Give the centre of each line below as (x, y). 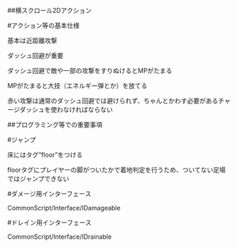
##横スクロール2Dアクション (50, 10)
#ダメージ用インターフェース (49, 194)
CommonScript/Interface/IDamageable (64, 208)
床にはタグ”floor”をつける (45, 155)
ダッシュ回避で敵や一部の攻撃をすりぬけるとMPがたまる (90, 71)
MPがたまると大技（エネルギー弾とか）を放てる (77, 86)
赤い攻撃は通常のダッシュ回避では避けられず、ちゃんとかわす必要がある (113, 101)
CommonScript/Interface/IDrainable (60, 237)
